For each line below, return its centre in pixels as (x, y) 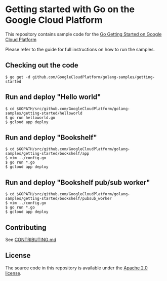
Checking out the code (42, 65)
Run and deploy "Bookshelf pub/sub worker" (78, 182)
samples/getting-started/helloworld (44, 113)
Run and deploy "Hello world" (53, 97)
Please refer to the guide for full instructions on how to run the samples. (80, 49)
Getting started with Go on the (70, 9)
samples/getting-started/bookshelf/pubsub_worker (59, 199)
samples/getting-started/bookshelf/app (47, 154)
